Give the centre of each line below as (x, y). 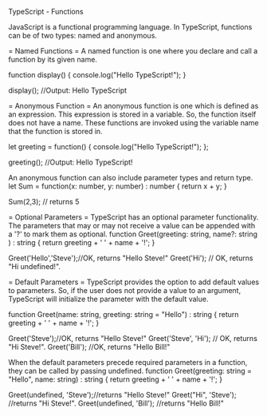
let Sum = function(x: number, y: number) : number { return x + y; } (118, 186)
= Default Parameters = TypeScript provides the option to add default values (134, 282)
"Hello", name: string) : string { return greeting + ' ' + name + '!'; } (116, 379)
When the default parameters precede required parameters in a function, (128, 362)
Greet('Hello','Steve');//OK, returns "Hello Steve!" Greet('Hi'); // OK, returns (131, 258)
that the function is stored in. (55, 131)
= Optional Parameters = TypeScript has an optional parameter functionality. (133, 217)
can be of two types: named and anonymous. (83, 36)
